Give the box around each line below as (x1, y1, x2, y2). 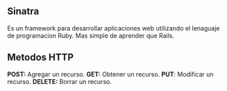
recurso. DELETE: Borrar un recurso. (7, 77, 112, 85)
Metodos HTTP (7, 51, 74, 63)
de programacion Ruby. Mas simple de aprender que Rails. (7, 31, 175, 40)
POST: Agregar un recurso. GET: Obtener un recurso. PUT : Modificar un (7, 69, 214, 78)
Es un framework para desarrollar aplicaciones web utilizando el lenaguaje (7, 24, 220, 32)
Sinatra (7, 6, 40, 17)
